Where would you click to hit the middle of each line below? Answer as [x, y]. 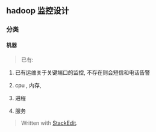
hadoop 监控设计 [38, 11]
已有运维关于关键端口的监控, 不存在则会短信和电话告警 [83, 72]
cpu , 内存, [28, 85]
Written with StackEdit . [49, 123]
